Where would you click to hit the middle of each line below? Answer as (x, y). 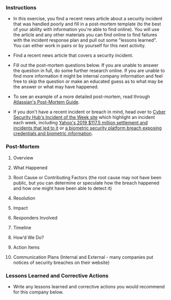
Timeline (22, 227)
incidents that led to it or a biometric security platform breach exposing (87, 128)
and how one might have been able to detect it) (62, 188)
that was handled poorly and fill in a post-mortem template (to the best (87, 24)
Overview (23, 158)
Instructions (21, 8)
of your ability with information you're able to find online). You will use (86, 29)
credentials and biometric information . (53, 134)
